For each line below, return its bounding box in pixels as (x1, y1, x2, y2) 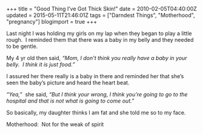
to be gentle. (6, 42, 38, 50)
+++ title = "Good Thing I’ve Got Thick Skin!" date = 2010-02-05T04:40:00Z (6, 5, 197, 12)
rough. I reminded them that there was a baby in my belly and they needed (6, 36, 194, 43)
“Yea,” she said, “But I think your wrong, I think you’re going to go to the (6, 91, 188, 98)
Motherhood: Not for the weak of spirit (6, 121, 104, 128)
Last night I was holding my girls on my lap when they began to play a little (6, 30, 192, 37)
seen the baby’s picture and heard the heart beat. (6, 79, 130, 86)
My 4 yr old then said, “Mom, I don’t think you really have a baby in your (6, 55, 187, 61)
